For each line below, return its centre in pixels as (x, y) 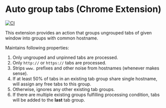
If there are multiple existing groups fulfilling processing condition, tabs (86, 94)
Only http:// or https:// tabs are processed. (59, 62)
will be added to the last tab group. (49, 100)
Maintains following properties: (37, 47)
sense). (20, 73)
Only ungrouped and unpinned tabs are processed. (65, 57)
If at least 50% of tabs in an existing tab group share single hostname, (85, 78)
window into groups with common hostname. (52, 38)
